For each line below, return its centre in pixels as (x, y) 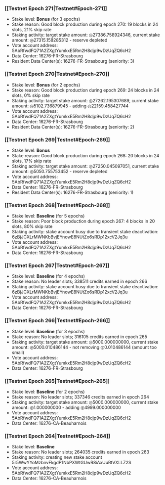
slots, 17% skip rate (31, 161)
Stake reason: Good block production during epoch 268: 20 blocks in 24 (85, 155)
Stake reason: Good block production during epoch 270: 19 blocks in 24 (85, 24)
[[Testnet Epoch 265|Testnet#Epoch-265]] (57, 381)
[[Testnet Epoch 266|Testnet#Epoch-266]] (57, 320)
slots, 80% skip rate (32, 226)
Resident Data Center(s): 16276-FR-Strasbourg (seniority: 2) (73, 127)
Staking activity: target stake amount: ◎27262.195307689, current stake (85, 100)
